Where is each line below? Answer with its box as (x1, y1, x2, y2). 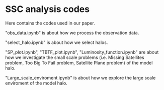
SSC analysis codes (5, 3, 90, 15)
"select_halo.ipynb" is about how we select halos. (5, 39, 108, 45)
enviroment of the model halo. (5, 80, 68, 86)
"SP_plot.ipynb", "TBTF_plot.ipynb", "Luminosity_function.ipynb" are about (5, 49, 159, 55)
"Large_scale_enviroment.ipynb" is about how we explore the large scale (5, 74, 156, 80)
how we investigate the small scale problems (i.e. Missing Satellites (5, 54, 144, 60)
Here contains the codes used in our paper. (5, 20, 95, 26)
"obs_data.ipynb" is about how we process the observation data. (5, 29, 139, 35)
